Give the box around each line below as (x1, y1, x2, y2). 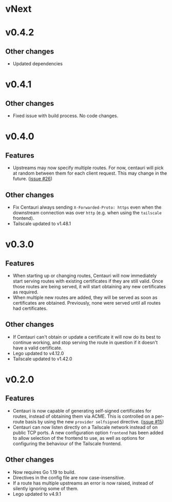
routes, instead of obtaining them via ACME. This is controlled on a (12, 413, 154, 419)
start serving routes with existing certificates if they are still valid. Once (12, 278, 163, 284)
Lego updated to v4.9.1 (12, 491, 62, 497)
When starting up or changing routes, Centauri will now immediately (12, 273, 157, 278)
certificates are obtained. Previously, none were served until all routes (12, 300, 161, 306)
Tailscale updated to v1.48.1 (12, 220, 71, 227)
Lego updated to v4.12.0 (12, 350, 64, 356)
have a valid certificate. (12, 345, 63, 351)
